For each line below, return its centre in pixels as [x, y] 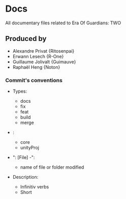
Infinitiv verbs [35, 187]
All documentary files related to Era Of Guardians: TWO [63, 23]
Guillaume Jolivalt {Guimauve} [44, 62]
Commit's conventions [34, 80]
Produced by [26, 39]
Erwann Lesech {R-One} [38, 56]
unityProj [30, 148]
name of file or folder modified [52, 167]
